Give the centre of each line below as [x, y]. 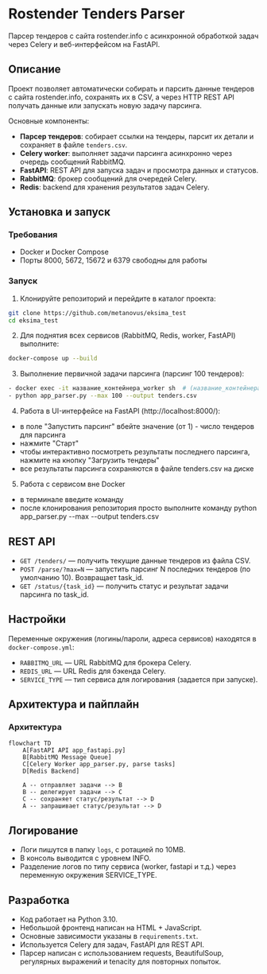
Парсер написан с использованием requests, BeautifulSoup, [122, 953]
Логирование [43, 830]
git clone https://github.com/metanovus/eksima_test [97, 313]
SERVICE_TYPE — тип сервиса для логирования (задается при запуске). [139, 679]
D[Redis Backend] [51, 771]
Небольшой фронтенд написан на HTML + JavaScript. [111, 928]
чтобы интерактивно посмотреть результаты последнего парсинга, [135, 452]
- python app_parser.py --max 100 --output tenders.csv [103, 396]
